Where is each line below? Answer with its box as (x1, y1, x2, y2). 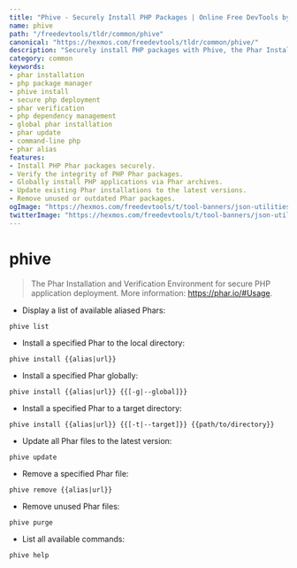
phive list (9, 322, 49, 331)
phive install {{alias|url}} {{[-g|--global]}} (9, 387, 188, 396)
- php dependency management (9, 112, 117, 121)
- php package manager (9, 79, 93, 88)
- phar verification (9, 104, 86, 113)
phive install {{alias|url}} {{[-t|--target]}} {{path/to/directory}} (9, 420, 275, 429)
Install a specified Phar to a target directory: (21, 402, 183, 413)
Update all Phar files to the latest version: (21, 435, 172, 446)
